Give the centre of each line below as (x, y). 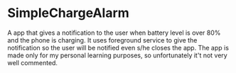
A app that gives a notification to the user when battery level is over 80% (114, 33)
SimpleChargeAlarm (68, 13)
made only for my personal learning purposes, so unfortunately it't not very (117, 55)
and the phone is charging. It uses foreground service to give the (102, 40)
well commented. (33, 62)
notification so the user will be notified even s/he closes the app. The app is (118, 47)
